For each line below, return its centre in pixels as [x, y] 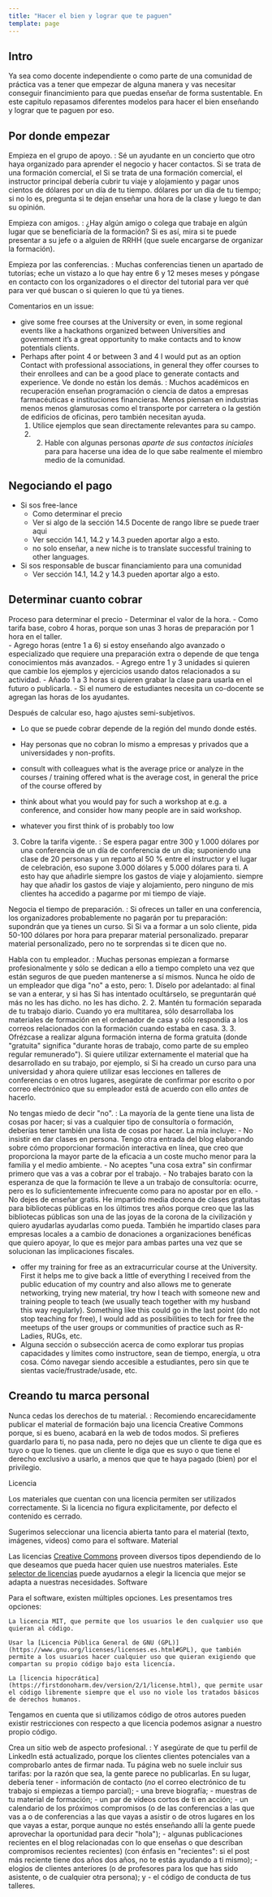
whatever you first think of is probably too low [97, 826]
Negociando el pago [60, 485]
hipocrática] [78, 1678]
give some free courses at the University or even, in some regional [132, 322]
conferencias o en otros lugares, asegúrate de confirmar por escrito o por [132, 1080]
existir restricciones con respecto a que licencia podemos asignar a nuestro [135, 1723]
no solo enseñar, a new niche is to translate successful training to [142, 548]
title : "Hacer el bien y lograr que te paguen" [91, 16]
